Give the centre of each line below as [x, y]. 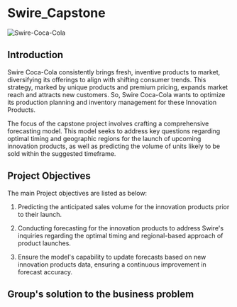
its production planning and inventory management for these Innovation [112, 102]
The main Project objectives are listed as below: [77, 193]
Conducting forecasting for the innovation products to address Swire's [121, 228]
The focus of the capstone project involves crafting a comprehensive [108, 123]
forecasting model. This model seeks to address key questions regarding [114, 131]
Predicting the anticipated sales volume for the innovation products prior [123, 206]
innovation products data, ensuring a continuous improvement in [112, 264]
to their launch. [40, 214]
